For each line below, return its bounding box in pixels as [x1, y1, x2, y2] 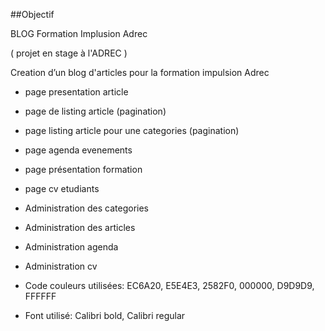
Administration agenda [24, 241, 119, 253]
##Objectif [10, 9, 55, 20]
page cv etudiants [24, 183, 100, 194]
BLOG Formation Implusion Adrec [10, 28, 148, 39]
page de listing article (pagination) [24, 105, 167, 117]
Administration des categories [24, 202, 150, 214]
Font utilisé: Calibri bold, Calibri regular [24, 310, 186, 321]
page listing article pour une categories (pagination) [24, 125, 240, 136]
